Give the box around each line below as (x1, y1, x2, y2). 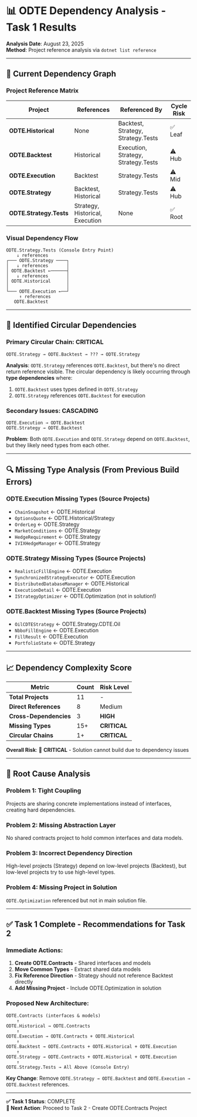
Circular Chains (9, 731, 54, 739)
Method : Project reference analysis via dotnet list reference (6, 46, 157, 53)
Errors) (6, 477, 32, 487)
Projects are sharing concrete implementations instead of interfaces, (6, 800, 172, 807)
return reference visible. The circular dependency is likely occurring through (6, 368, 191, 375)
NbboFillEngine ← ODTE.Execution (14, 627, 98, 634)
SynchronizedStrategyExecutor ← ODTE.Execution (14, 574, 136, 581)
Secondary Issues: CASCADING (6, 406, 98, 415)
